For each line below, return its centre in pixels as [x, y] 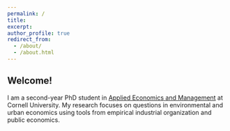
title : [17, 20]
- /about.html [34, 53]
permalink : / [26, 14]
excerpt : [20, 26]
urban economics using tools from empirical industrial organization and [109, 112]
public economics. [34, 120]
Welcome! [30, 81]
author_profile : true [39, 33]
